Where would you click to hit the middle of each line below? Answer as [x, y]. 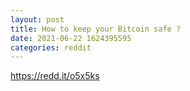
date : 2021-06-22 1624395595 [71, 38]
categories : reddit [51, 47]
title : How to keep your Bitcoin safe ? [96, 29]
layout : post [37, 19]
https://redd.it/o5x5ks [55, 76]
